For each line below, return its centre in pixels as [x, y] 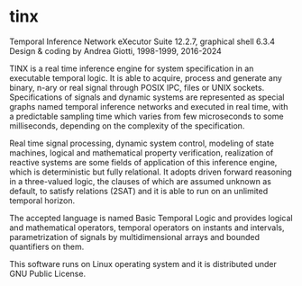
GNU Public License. [48, 273]
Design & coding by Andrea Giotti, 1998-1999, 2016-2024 [116, 50]
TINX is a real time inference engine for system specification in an [132, 68]
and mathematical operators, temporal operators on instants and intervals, [147, 228]
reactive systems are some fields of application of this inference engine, [143, 162]
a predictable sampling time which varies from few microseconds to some [146, 116]
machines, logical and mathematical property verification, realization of [142, 152]
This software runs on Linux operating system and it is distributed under [143, 264]
